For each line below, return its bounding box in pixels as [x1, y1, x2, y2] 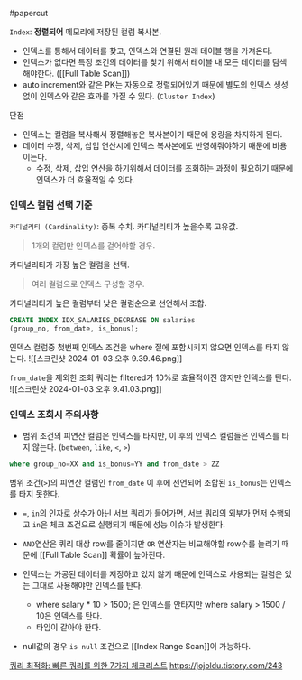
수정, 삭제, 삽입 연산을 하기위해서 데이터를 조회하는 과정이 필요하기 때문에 [35, 163, 294, 173]
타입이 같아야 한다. [35, 622, 102, 633]
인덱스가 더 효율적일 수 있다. [35, 174, 135, 184]
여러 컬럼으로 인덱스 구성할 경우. [31, 279, 145, 290]
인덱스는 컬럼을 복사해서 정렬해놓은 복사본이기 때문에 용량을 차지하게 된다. [22, 129, 283, 139]
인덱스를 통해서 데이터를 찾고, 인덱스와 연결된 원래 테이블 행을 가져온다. [22, 45, 273, 56]
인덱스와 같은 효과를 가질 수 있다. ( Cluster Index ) [39, 90, 215, 101]
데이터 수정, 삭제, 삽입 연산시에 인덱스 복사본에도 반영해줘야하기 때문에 [22, 140, 270, 151]
